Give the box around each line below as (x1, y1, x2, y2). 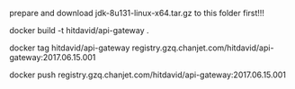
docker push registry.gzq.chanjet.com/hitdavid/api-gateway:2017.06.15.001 (9, 69, 286, 80)
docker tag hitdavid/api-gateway (9, 42, 130, 53)
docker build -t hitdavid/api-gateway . (9, 25, 150, 35)
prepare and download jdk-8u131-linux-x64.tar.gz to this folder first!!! (9, 8, 265, 18)
